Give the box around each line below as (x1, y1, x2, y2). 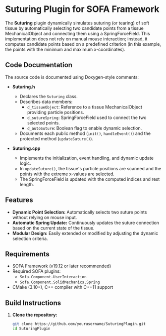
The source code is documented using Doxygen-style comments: (5, 74, 139, 80)
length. (19, 181, 34, 187)
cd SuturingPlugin (12, 326, 51, 332)
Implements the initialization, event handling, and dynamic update (19, 155, 154, 161)
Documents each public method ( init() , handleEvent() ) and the (19, 130, 151, 136)
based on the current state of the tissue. (12, 225, 95, 231)
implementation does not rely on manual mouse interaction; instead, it (5, 36, 148, 42)
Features (5, 196, 33, 205)
